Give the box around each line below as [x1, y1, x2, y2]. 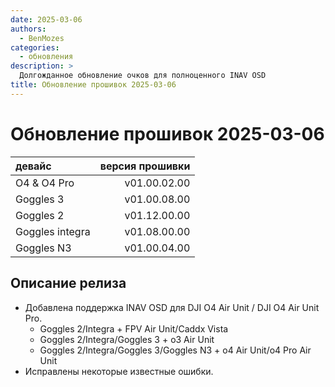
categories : [10, 42, 60, 53]
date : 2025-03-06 [10, 14, 83, 25]
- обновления [19, 52, 74, 62]
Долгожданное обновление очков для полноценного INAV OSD [19, 71, 267, 81]
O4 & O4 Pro [15, 176, 75, 190]
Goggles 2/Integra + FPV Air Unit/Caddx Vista [39, 322, 229, 335]
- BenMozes [19, 33, 65, 43]
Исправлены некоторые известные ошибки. [24, 365, 214, 377]
